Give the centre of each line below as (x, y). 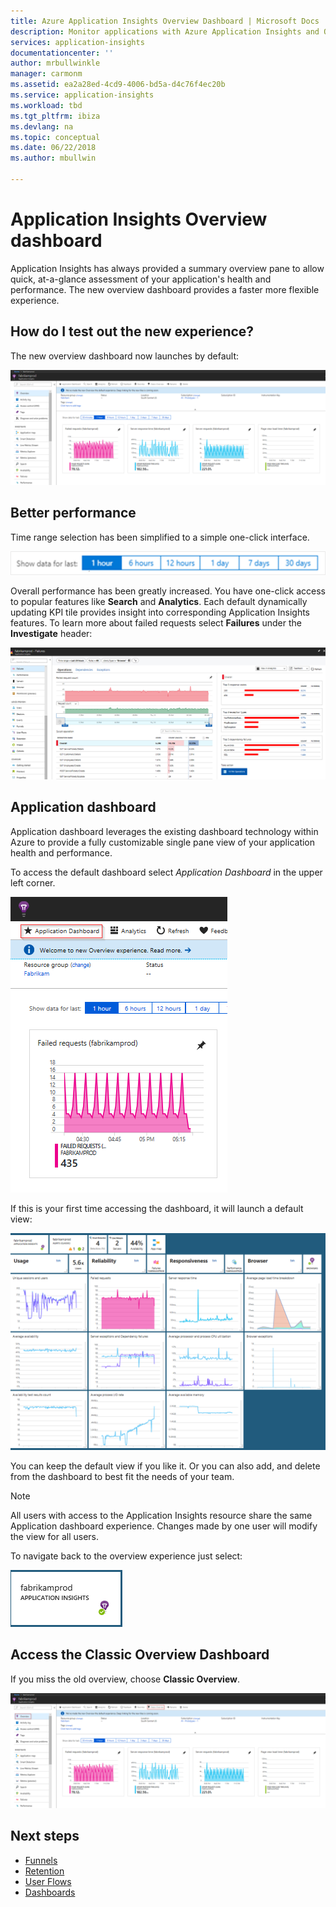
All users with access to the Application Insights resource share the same (161, 1516)
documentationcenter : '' (62, 53)
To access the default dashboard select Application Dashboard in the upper (166, 872)
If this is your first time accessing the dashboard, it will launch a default (157, 1208)
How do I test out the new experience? (132, 331)
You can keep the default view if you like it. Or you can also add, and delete (165, 1466)
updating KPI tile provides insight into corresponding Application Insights (160, 612)
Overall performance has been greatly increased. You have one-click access (168, 591)
